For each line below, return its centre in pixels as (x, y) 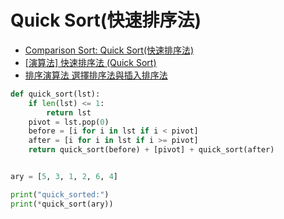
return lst (69, 112)
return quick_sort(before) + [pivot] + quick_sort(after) (151, 150)
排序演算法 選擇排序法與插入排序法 (96, 75)
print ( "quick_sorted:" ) (60, 194)
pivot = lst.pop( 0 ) (69, 122)
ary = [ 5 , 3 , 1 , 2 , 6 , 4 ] (64, 177)
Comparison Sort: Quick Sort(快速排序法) (109, 50)
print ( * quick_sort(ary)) (62, 204)
